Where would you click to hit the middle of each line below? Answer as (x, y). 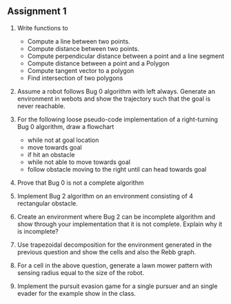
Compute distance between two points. (83, 48)
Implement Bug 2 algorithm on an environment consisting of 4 (105, 196)
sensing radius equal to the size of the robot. (81, 272)
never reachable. (41, 105)
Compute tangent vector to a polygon (81, 70)
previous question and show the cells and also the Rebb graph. (107, 252)
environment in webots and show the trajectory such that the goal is (114, 99)
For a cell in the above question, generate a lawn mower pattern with (114, 265)
